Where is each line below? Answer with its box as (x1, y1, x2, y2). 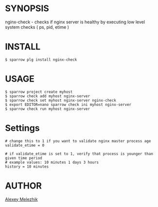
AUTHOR (5, 180, 42, 191)
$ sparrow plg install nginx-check (5, 57, 77, 62)
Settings (5, 122, 40, 134)
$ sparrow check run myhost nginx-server (5, 106, 90, 111)
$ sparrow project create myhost (5, 89, 73, 94)
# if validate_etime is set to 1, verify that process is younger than (5, 151, 153, 156)
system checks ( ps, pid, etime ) (5, 24, 69, 30)
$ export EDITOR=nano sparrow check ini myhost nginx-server (5, 102, 132, 107)
